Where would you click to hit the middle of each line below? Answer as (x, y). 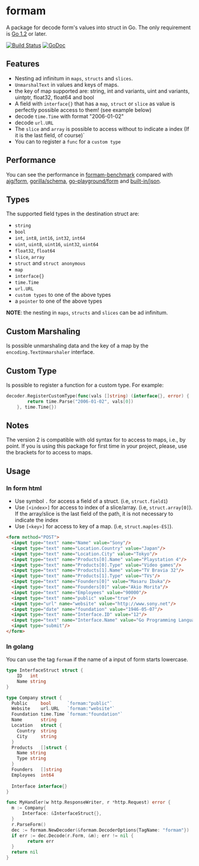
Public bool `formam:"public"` (62, 703)
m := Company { (29, 808)
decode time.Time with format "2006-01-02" (69, 116)
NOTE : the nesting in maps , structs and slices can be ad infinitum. (87, 313)
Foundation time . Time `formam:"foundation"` (67, 714)
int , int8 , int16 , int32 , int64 (50, 238)
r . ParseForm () (29, 824)
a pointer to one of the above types (58, 301)
